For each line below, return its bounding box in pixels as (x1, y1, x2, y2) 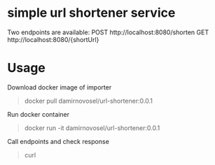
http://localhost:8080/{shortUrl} (7, 35, 99, 43)
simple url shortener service (7, 5, 176, 21)
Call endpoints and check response (7, 137, 110, 145)
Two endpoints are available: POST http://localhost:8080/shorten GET (7, 28, 209, 36)
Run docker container (7, 110, 70, 118)
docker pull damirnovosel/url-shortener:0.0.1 (24, 96, 153, 105)
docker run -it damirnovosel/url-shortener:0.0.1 (24, 124, 160, 132)
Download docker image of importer (7, 82, 112, 92)
